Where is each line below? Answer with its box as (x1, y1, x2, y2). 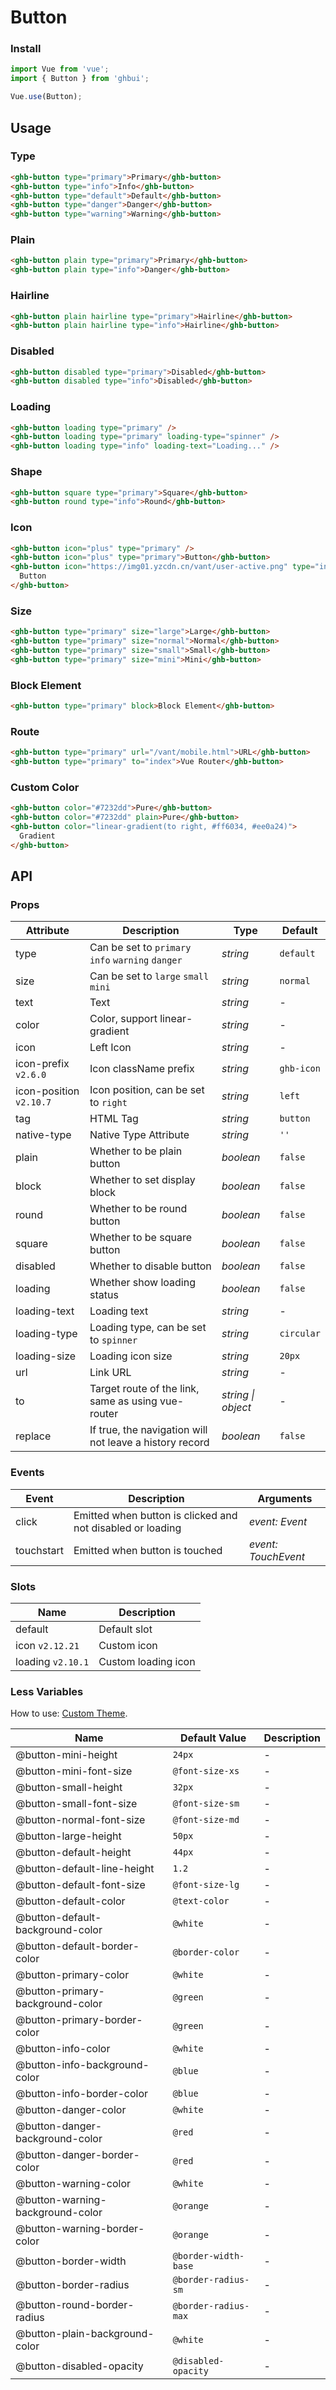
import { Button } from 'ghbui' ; (10, 74, 150, 84)
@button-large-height (15, 1829, 122, 1843)
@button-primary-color (15, 1968, 130, 1982)
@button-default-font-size (15, 1878, 146, 1892)
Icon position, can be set (89, 1083, 205, 1097)
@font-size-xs (172, 1766, 240, 1777)
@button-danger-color (15, 2103, 127, 2117)
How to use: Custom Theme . (10, 1707, 128, 1720)
